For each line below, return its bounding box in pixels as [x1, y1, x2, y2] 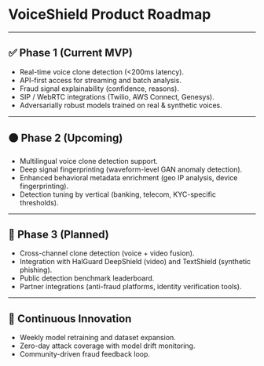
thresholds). [19, 197, 59, 207]
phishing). [19, 265, 53, 275]
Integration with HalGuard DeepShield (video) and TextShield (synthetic [19, 257, 251, 266]
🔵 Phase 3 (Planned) [8, 227, 109, 241]
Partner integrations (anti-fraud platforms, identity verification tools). [19, 282, 242, 292]
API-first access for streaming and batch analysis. [19, 75, 182, 85]
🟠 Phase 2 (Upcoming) [8, 132, 123, 145]
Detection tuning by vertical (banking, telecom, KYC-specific [19, 190, 217, 199]
